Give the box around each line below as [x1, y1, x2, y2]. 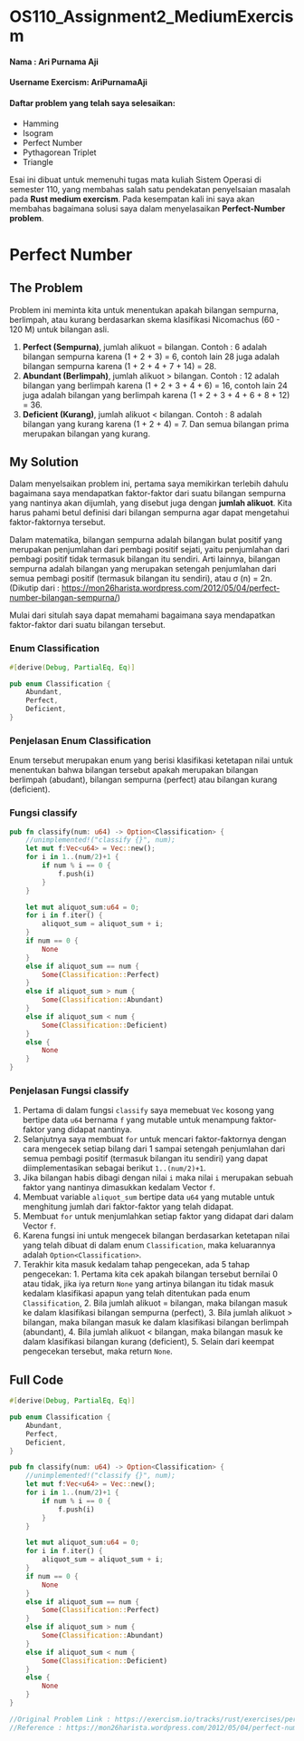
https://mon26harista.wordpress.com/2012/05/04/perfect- [62, 582, 280, 593]
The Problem [9, 280, 83, 296]
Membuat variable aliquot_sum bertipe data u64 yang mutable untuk [22, 1191, 276, 1203]
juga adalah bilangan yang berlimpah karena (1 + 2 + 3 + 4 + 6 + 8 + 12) [22, 389, 290, 400]
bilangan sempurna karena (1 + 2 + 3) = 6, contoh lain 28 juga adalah [22, 351, 280, 362]
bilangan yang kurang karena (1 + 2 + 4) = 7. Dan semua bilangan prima [22, 418, 290, 429]
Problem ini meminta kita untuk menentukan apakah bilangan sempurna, [9, 304, 279, 315]
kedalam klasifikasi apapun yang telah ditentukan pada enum [22, 1288, 251, 1299]
